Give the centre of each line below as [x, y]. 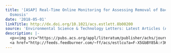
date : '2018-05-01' [26, 19]
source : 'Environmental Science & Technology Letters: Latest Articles [83, 29]
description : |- [22, 33]
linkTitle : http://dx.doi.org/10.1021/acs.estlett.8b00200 [69, 24]
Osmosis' [19, 15]
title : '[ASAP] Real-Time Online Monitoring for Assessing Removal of [82, 10]
